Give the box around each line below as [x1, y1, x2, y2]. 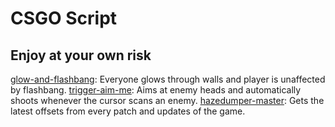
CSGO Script [10, 7, 118, 30]
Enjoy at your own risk [10, 47, 152, 64]
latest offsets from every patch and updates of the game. [10, 105, 246, 117]
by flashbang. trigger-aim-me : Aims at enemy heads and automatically [10, 84, 302, 96]
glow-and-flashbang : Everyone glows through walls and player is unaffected [10, 73, 326, 85]
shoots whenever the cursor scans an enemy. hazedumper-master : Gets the [10, 95, 325, 106]
